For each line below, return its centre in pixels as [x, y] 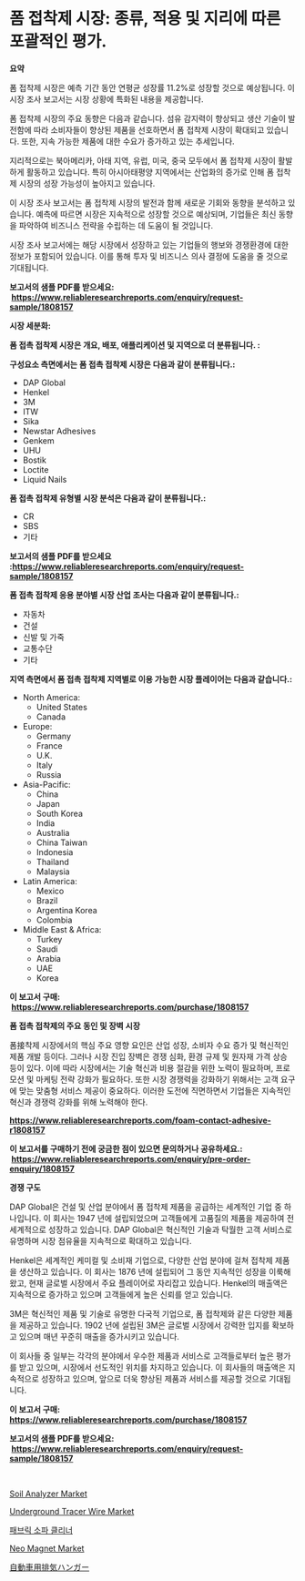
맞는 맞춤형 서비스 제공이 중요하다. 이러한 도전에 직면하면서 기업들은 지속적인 [155, 1090]
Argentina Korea [66, 910]
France [50, 745]
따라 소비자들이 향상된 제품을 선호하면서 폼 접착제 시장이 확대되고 [149, 129]
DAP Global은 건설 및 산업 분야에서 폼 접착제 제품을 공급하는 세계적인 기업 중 [146, 1207]
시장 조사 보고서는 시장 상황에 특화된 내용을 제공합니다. [107, 99]
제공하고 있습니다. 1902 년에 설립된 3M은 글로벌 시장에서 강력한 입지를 [144, 1325]
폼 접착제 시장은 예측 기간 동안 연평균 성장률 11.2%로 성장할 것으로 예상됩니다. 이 [152, 87]
